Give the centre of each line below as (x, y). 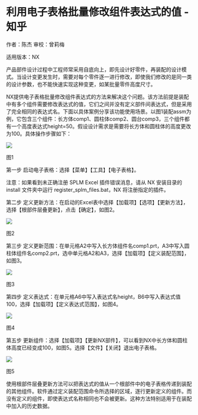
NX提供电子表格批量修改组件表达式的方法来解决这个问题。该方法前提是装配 (98, 97)
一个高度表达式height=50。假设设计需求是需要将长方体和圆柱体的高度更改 (101, 126)
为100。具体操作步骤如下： (39, 133)
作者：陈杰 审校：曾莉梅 (35, 44)
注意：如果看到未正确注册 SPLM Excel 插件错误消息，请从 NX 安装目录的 (94, 182)
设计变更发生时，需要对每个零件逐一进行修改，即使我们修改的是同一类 (107, 77)
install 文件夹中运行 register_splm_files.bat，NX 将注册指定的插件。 (88, 189)
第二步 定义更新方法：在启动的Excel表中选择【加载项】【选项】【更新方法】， (97, 202)
